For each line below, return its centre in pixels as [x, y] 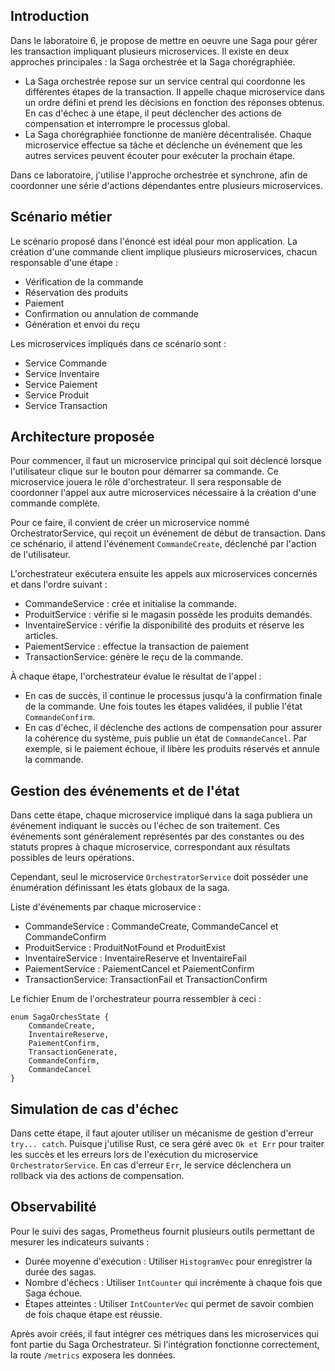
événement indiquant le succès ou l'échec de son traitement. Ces [145, 826]
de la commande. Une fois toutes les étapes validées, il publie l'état [163, 706]
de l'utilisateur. [40, 555]
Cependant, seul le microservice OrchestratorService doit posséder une [159, 877]
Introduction [50, 16]
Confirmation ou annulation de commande [112, 313]
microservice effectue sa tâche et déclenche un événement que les [163, 145]
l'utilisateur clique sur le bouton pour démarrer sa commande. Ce [144, 471]
